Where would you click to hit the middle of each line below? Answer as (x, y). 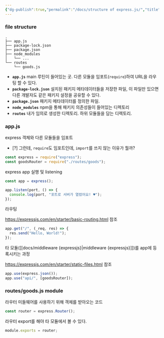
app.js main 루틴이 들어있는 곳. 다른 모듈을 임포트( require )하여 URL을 (80, 76)
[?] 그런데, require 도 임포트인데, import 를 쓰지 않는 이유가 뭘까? (73, 148)
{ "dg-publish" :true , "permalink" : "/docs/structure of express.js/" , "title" (83, 10)
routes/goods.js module (34, 290)
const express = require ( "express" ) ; (43, 157)
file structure (21, 26)
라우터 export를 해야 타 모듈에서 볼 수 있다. (46, 321)
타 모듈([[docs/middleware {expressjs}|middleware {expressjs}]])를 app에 (79, 248)
